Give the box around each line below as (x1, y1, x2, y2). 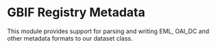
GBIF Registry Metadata (7, 5, 145, 20)
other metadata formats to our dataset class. (7, 34, 133, 42)
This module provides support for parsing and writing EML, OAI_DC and (7, 27, 210, 35)
